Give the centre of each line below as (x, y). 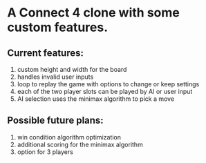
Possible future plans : (55, 121)
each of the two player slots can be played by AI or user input (105, 92)
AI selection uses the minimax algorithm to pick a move (96, 99)
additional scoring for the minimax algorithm (80, 144)
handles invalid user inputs (55, 77)
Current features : (46, 53)
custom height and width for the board (72, 69)
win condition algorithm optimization (69, 137)
